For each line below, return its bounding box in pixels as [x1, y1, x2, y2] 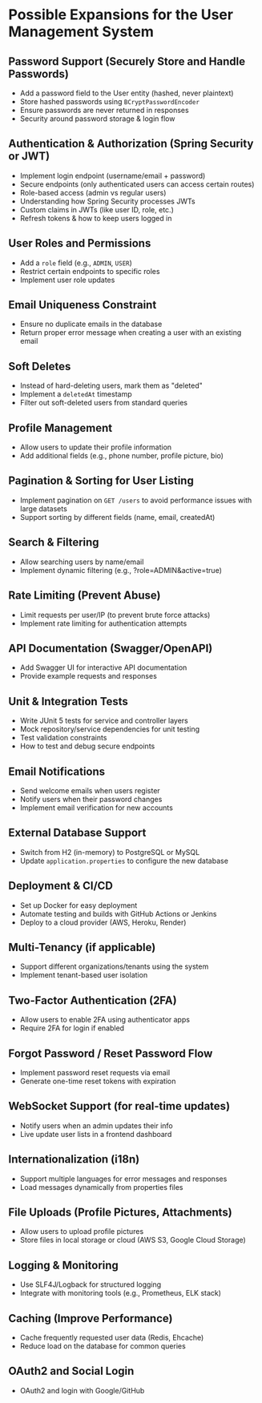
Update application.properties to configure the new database [19, 856, 228, 865]
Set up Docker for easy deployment [19, 900, 138, 910]
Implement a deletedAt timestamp [19, 389, 132, 399]
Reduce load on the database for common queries [19, 1341, 186, 1351]
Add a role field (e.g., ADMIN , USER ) [19, 258, 132, 268]
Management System [8, 22, 155, 41]
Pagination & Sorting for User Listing [8, 474, 194, 488]
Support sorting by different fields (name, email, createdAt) [19, 512, 216, 522]
